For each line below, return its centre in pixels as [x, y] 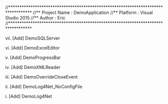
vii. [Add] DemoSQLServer [33, 38]
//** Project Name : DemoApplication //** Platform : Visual [93, 12]
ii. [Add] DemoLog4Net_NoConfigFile [44, 86]
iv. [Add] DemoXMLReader [33, 67]
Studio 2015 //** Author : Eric [35, 18]
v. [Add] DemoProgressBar [33, 57]
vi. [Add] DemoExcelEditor [32, 48]
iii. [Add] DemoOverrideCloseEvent [41, 77]
